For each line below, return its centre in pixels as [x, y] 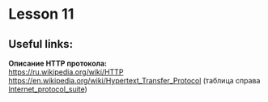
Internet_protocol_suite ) [48, 89]
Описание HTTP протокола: [58, 63]
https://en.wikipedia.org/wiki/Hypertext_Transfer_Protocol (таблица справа [134, 81]
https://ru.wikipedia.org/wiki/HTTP [66, 72]
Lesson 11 [41, 14]
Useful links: [41, 44]
